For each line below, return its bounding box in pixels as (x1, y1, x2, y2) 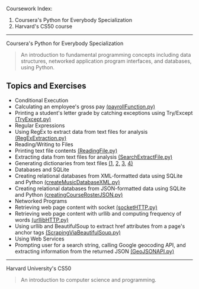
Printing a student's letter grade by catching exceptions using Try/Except (14, 109, 193, 116)
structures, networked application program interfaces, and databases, (20, 57, 192, 65)
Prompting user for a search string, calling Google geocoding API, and (14, 241, 186, 248)
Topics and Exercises (6, 81, 86, 91)
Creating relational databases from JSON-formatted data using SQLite (14, 185, 186, 192)
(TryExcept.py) (14, 115, 52, 123)
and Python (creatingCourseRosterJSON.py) (14, 191, 123, 198)
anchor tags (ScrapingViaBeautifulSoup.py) (14, 229, 121, 236)
